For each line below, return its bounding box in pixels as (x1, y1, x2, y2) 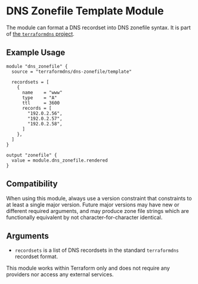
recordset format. (14, 253, 58, 260)
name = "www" (21, 89, 63, 95)
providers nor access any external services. (6, 271, 114, 278)
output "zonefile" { (6, 152, 58, 158)
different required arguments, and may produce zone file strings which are (6, 207, 189, 214)
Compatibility (6, 179, 58, 189)
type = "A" (21, 94, 58, 101)
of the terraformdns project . (6, 30, 75, 37)
